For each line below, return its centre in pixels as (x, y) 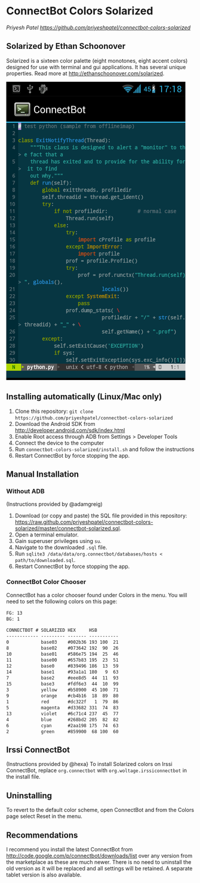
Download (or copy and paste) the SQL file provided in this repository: (101, 516)
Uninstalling (29, 796)
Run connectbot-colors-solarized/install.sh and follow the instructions (104, 449)
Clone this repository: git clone (54, 411)
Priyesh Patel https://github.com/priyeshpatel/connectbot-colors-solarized (99, 27)
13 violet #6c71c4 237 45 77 (62, 714)
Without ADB (25, 491)
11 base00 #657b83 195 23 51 (62, 660)
